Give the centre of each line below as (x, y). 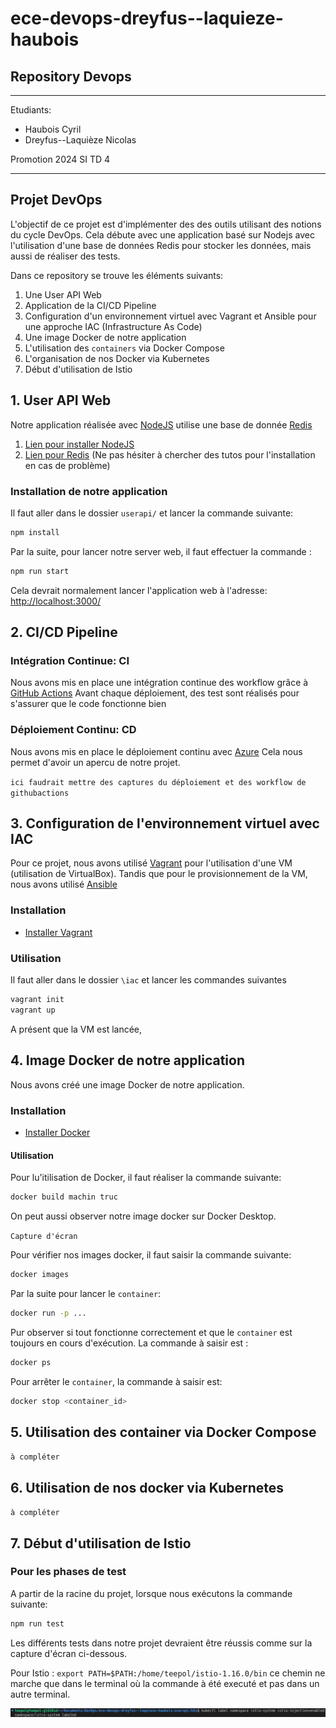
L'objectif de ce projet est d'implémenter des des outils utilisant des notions (166, 224)
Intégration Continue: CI (70, 660)
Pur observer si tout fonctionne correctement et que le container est (151, 1332)
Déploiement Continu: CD (73, 730)
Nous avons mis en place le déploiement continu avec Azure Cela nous (156, 751)
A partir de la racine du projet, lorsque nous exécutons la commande (151, 1593)
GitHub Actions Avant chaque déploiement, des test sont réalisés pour (155, 693)
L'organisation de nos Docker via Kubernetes (117, 358)
